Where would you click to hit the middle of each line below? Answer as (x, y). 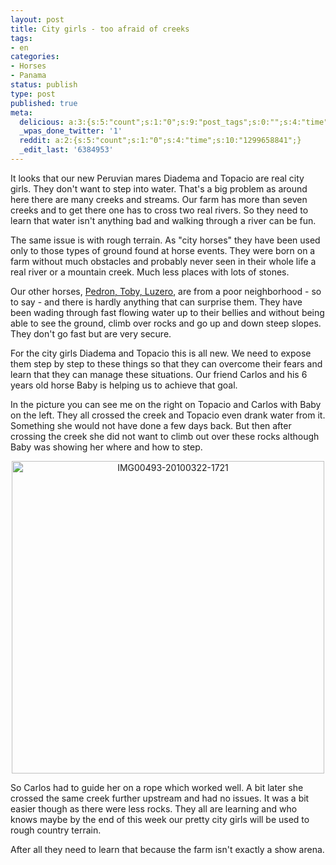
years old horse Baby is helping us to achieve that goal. (124, 385)
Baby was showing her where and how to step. (106, 447)
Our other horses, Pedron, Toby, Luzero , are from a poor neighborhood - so (166, 291)
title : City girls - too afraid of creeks (100, 29)
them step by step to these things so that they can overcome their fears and (166, 363)
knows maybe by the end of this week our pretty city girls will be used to (160, 819)
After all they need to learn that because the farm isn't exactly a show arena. (167, 849)
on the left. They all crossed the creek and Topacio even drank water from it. (168, 415)
